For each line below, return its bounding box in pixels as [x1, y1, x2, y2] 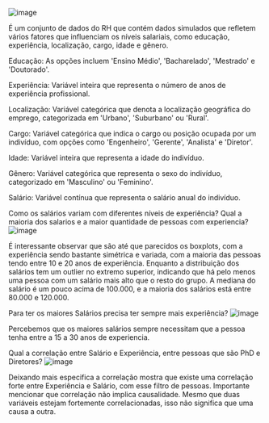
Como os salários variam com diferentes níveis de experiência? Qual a [8, 208, 242, 218]
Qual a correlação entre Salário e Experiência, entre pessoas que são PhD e [8, 348, 261, 358]
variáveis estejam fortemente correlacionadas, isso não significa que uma [8, 398, 254, 408]
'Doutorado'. [8, 65, 50, 74]
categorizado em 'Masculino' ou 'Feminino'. [8, 178, 153, 186]
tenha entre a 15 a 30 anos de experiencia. [8, 333, 150, 342]
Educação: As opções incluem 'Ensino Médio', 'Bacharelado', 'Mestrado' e [8, 57, 256, 65]
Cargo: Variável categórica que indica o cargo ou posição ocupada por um [8, 129, 257, 138]
